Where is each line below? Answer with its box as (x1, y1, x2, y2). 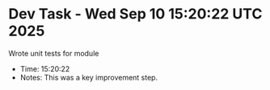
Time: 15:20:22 (19, 63, 70, 73)
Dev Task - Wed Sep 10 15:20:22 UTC (8, 5, 263, 23)
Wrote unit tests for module (8, 48, 99, 58)
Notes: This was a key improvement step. (19, 72, 158, 82)
